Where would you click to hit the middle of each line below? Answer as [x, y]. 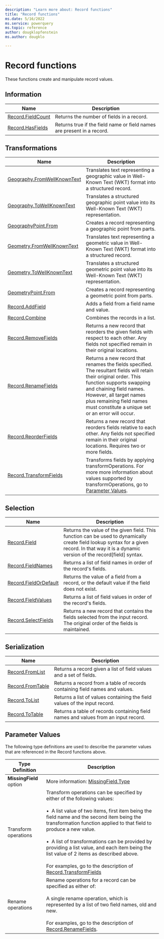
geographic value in [109, 176]
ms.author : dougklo [25, 37]
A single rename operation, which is [87, 898]
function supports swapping [118, 383]
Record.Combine [27, 318]
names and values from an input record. [100, 717]
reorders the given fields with [119, 332]
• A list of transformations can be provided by [99, 841]
